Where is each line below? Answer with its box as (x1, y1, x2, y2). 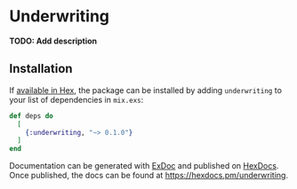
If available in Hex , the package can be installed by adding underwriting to (9, 84, 283, 95)
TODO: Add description (9, 35, 98, 46)
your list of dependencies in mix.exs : (9, 94, 144, 105)
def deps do (9, 111, 53, 121)
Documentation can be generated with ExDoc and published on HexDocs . (9, 161, 279, 171)
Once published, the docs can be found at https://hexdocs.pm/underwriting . (9, 170, 289, 181)
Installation (9, 61, 73, 76)
